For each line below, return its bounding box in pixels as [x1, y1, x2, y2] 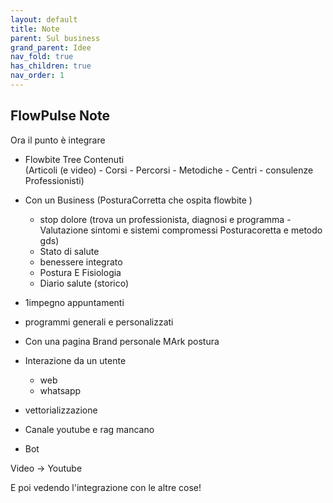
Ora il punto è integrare [10, 134, 106, 146]
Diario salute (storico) [39, 277, 130, 289]
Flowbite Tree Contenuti [24, 153, 125, 165]
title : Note [10, 24, 60, 34]
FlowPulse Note [10, 107, 110, 125]
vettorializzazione [24, 404, 98, 416]
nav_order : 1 [10, 71, 65, 81]
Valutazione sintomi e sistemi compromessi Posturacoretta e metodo [39, 224, 323, 236]
